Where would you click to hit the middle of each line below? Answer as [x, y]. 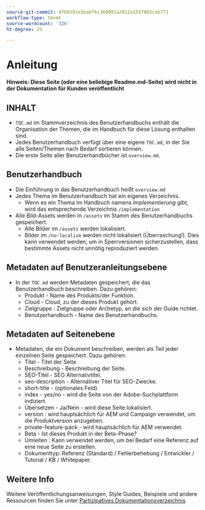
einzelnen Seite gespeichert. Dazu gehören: [71, 355]
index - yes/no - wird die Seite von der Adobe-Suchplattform [101, 394]
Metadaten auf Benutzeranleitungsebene [87, 268]
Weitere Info [30, 479]
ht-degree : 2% [25, 29]
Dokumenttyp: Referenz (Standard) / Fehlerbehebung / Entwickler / [109, 453]
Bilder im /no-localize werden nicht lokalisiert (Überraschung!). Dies [112, 235]
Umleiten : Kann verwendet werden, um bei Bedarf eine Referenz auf [111, 441]
